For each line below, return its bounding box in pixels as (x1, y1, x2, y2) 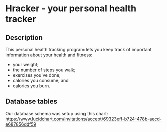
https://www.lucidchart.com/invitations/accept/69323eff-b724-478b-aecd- (5, 116, 162, 122)
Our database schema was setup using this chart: (5, 110, 108, 116)
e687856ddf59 (5, 121, 37, 127)
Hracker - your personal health (5, 3, 137, 14)
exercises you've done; (12, 72, 61, 78)
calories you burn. (12, 83, 50, 89)
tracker (5, 13, 36, 25)
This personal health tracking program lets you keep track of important (5, 47, 152, 52)
